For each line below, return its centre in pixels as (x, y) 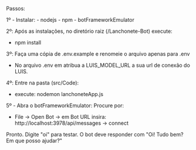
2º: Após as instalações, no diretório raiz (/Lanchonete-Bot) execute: (89, 31)
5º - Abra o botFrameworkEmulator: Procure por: (65, 105)
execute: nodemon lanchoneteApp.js (59, 94)
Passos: (16, 8)
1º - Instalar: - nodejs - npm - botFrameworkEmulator (70, 20)
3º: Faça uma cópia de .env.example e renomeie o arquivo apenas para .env (98, 54)
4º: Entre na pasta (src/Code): (43, 83)
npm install (28, 42)
